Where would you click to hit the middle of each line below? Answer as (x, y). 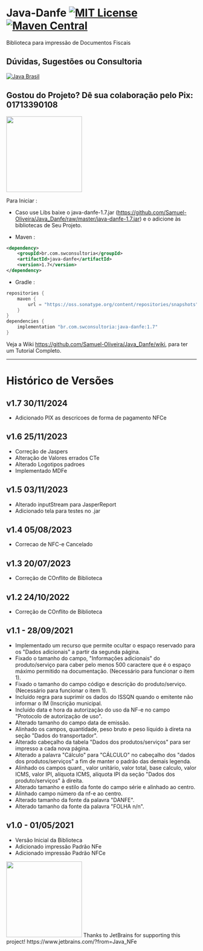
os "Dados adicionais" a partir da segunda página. (78, 652)
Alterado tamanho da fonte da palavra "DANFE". (75, 799)
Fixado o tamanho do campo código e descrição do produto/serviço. (101, 684)
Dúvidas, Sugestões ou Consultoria (74, 62)
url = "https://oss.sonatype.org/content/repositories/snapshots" (113, 304)
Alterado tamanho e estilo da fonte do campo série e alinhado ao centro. (105, 787)
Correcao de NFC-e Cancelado (54, 544)
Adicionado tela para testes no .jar (58, 511)
